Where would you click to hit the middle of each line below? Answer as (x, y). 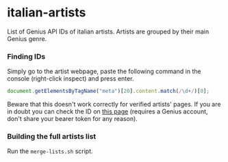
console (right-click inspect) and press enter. (71, 79)
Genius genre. (27, 38)
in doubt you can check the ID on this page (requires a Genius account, (107, 111)
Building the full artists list (52, 137)
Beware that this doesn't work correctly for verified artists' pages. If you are (114, 105)
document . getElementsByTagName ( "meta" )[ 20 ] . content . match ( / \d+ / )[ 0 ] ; (109, 91)
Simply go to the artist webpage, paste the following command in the (104, 71)
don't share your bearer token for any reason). (73, 119)
